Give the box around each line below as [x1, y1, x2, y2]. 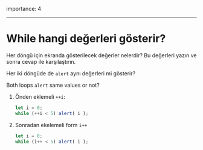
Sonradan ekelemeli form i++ [14, 121, 88, 128]
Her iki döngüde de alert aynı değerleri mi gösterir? [6, 69, 136, 77]
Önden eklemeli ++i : [14, 93, 65, 100]
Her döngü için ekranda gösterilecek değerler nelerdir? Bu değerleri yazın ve [6, 51, 197, 59]
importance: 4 [6, 5, 42, 12]
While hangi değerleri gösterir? [6, 32, 166, 46]
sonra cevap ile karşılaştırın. [6, 58, 76, 65]
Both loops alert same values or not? [6, 81, 100, 89]
